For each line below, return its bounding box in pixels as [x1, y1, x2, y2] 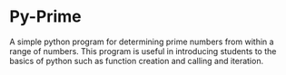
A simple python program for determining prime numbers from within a [9, 36, 274, 47]
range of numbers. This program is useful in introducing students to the [9, 45, 277, 56]
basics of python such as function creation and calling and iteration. [9, 55, 264, 66]
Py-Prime [9, 6, 82, 27]
